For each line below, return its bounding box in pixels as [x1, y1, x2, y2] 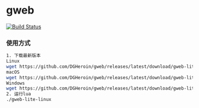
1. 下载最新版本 [6, 53, 41, 59]
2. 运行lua [6, 91, 31, 97]
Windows [6, 80, 25, 86]
